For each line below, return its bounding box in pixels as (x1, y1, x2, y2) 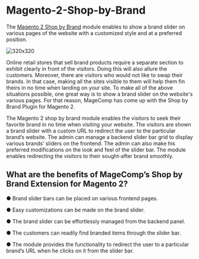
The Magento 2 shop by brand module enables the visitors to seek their (6, 114, 181, 122)
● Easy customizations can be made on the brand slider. (6, 206, 145, 213)
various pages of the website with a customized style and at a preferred (6, 29, 182, 36)
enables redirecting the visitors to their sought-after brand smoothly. (6, 152, 174, 159)
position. (6, 36, 28, 43)
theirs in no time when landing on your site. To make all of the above (6, 84, 173, 91)
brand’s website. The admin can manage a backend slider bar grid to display (6, 133, 193, 140)
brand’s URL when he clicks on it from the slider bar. (6, 247, 134, 254)
